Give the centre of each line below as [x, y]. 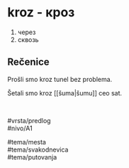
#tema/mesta [27, 142]
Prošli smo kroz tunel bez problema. [60, 79]
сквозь [28, 39]
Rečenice [28, 62]
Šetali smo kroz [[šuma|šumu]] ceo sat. [65, 93]
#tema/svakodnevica [38, 149]
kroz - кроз [41, 12]
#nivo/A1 [20, 128]
